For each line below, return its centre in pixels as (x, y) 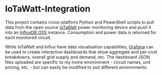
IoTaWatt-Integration (48, 9)
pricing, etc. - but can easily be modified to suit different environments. (76, 67)
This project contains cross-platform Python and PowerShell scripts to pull (80, 22)
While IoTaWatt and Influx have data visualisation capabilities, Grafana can (79, 47)
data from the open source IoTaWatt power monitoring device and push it (78, 27)
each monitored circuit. (28, 37)
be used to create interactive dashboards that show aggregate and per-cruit (81, 52)
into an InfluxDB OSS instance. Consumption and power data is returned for (81, 32)
